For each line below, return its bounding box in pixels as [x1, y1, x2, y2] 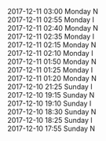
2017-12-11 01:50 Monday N [7, 57, 97, 66]
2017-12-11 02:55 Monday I [7, 15, 95, 24]
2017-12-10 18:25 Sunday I [7, 116, 93, 124]
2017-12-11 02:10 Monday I [7, 49, 93, 58]
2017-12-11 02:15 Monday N [7, 40, 97, 50]
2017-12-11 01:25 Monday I [7, 65, 93, 74]
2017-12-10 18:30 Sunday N [7, 107, 97, 117]
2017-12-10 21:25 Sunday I [7, 82, 93, 91]
